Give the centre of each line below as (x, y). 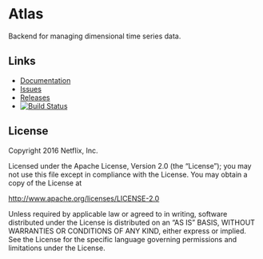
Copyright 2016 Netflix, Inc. (53, 150)
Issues (31, 89)
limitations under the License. (57, 248)
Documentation (45, 80)
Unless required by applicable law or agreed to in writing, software (118, 213)
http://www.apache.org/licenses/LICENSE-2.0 (84, 198)
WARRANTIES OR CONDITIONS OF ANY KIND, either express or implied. (127, 231)
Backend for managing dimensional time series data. (95, 36)
